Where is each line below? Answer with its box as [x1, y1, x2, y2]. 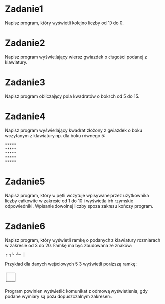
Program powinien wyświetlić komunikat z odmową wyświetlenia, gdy [5, 288, 148, 294]
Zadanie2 [5, 37, 46, 49]
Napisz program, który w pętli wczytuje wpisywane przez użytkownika [5, 192, 149, 198]
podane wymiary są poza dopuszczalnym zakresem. [5, 293, 112, 299]
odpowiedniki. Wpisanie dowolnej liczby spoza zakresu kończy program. [5, 203, 154, 209]
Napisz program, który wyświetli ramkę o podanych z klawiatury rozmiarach [5, 237, 161, 243]
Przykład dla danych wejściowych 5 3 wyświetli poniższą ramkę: [5, 261, 137, 267]
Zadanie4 [5, 111, 46, 122]
